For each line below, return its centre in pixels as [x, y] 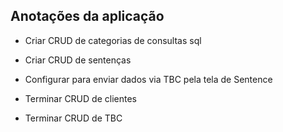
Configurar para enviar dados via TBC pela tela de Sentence [148, 79]
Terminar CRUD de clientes [80, 98]
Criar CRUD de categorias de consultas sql [113, 40]
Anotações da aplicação [87, 16]
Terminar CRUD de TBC [73, 118]
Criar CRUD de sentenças [78, 60]
